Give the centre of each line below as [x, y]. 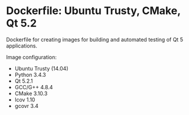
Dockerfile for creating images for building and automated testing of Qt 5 [94, 39]
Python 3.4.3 [30, 75]
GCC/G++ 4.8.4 [34, 87]
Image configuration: [32, 57]
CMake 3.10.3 [31, 93]
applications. [22, 46]
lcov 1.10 [25, 99]
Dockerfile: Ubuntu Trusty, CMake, [93, 11]
